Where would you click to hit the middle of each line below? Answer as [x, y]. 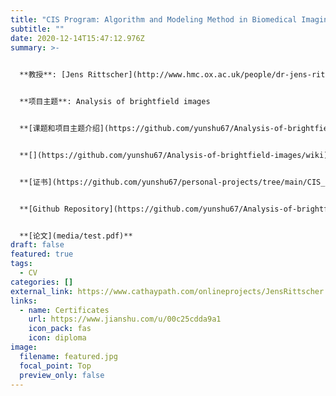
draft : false [37, 245]
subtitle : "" [37, 29]
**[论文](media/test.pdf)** [76, 236]
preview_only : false [62, 375]
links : [24, 301]
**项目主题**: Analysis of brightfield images [115, 102]
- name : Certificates [64, 310]
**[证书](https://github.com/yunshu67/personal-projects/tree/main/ [163, 182]
